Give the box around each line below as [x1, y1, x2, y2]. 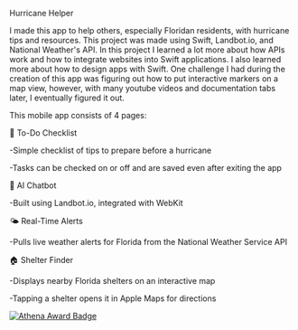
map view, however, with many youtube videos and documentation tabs [9, 83, 276, 93]
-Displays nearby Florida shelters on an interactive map [9, 276, 216, 286]
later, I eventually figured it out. [9, 92, 125, 103]
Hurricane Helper [9, 8, 74, 18]
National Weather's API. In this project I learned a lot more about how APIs [9, 44, 286, 55]
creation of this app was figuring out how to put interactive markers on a [9, 73, 278, 84]
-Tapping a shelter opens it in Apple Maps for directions [9, 293, 217, 304]
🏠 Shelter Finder [9, 255, 74, 265]
